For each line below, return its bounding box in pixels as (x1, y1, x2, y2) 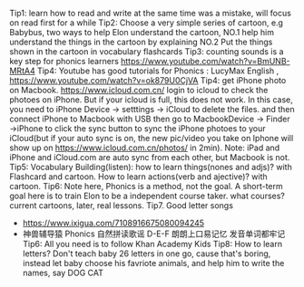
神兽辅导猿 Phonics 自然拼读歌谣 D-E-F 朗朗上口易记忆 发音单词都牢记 (22, 228, 286, 239)
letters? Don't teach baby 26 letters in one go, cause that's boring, (22, 248, 271, 259)
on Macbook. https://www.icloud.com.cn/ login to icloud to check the (9, 85, 269, 95)
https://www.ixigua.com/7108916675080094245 (22, 217, 205, 228)
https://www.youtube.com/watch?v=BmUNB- (121, 56, 290, 66)
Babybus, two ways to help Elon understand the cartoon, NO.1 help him (9, 27, 275, 37)
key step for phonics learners (9, 56, 120, 66)
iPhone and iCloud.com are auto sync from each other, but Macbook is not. (9, 152, 290, 162)
